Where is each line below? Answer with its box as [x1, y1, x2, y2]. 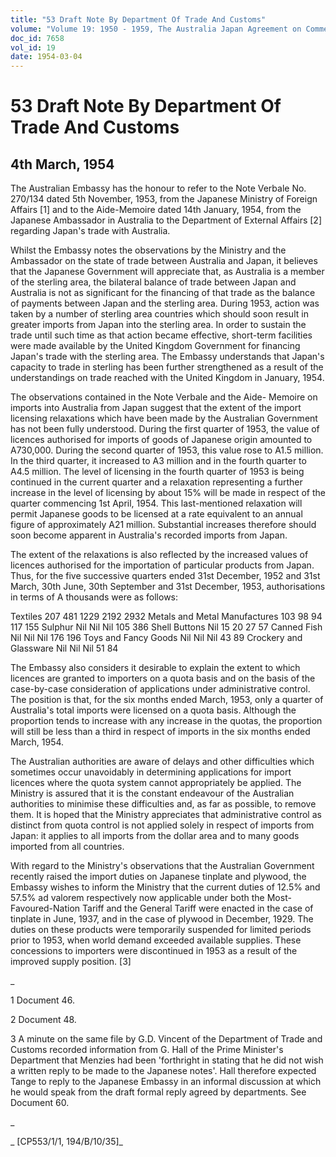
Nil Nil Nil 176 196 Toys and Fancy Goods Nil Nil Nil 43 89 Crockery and [10, 632, 303, 644]
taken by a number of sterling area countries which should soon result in [10, 308, 309, 320]
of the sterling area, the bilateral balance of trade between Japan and [10, 276, 297, 288]
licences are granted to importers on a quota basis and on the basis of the [10, 672, 316, 685]
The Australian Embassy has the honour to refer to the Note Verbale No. [10, 182, 307, 195]
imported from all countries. [10, 841, 125, 853]
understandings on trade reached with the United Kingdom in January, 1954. [10, 372, 325, 384]
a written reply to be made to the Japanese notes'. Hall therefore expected [10, 1065, 317, 1077]
